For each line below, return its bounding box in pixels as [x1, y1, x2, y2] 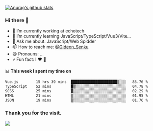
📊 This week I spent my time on [5, 68, 72, 74]
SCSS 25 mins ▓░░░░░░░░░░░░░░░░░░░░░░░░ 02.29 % [5, 89, 148, 94]
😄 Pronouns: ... [12, 51, 44, 57]
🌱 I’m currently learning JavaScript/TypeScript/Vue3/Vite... [12, 33, 131, 39]
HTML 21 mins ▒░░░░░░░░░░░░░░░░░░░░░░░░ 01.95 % [5, 93, 148, 98]
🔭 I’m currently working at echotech [12, 28, 85, 34]
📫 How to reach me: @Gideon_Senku [12, 44, 89, 50]
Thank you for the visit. [5, 109, 62, 116]
